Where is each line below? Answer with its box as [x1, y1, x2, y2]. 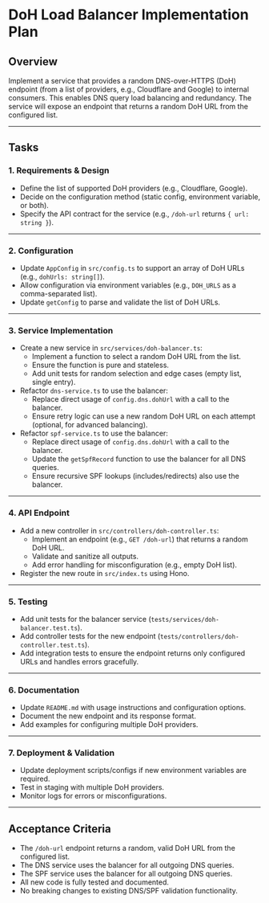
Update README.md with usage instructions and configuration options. [19, 703, 247, 713]
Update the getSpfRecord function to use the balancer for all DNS [31, 454, 247, 464]
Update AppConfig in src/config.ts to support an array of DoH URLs [19, 263, 245, 272]
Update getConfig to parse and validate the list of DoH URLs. [19, 297, 221, 307]
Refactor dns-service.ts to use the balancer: [19, 386, 168, 395]
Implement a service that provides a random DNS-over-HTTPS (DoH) [8, 76, 236, 85]
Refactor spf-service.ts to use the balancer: [19, 428, 168, 439]
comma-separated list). [19, 288, 98, 298]
